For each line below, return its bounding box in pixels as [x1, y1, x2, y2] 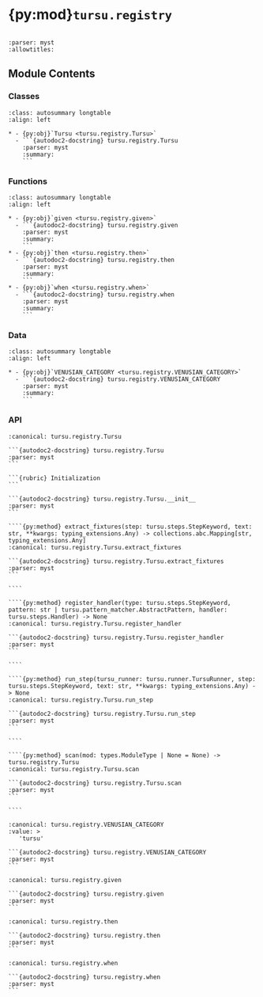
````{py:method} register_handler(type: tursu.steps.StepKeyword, [8, 599, 231, 607]
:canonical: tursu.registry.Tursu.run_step [8, 695, 154, 704]
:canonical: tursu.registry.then [8, 917, 118, 926]
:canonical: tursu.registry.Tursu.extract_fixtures [8, 543, 182, 551]
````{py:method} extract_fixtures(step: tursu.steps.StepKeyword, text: [8, 523, 253, 531]
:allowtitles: [8, 45, 55, 53]
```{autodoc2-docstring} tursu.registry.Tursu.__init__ [8, 495, 196, 503]
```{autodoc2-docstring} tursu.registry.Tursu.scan [8, 778, 182, 787]
